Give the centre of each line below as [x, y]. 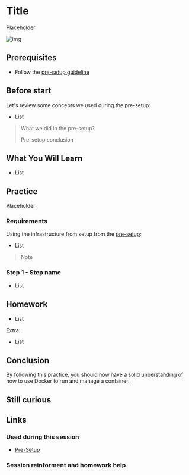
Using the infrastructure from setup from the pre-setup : [74, 234]
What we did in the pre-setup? [57, 128]
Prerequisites [31, 58]
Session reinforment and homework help [66, 465]
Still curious [29, 400]
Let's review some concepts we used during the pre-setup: [79, 105]
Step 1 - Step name [33, 273]
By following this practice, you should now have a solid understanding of [95, 375]
